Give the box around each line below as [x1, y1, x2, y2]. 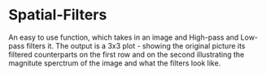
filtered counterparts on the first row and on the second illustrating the [8, 49, 245, 59]
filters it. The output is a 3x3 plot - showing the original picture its [26, 40, 246, 50]
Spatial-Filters [8, 6, 107, 24]
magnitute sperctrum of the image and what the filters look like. [8, 58, 221, 68]
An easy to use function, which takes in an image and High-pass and [8, 32, 239, 42]
